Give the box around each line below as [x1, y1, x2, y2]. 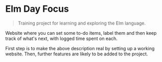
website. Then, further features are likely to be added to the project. [5, 51, 148, 57]
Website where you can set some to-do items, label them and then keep [5, 30, 157, 36]
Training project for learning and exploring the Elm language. [17, 20, 146, 26]
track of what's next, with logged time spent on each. [5, 35, 118, 42]
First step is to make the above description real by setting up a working [5, 45, 155, 51]
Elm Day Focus [5, 3, 69, 15]
